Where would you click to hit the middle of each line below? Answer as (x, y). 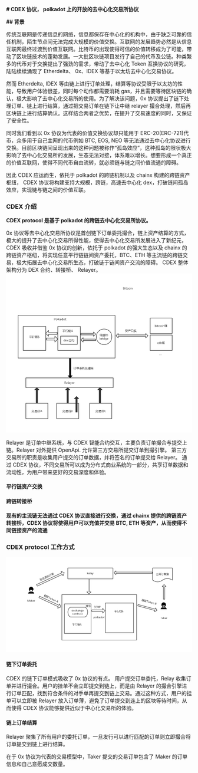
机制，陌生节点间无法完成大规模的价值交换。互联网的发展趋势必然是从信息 (101, 42)
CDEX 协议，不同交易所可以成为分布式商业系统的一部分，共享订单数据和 (100, 465)
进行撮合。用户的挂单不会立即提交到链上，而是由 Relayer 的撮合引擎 (99, 686)
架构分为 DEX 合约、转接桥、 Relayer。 (54, 270)
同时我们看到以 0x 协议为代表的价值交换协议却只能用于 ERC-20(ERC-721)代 (98, 133)
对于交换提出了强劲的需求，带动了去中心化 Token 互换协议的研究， (108, 64)
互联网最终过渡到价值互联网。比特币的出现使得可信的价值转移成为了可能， (96, 49)
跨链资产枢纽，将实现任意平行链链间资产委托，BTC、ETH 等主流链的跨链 (95, 255)
